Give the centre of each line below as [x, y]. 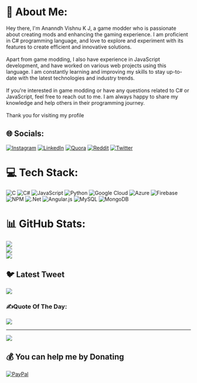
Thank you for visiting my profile [45, 115]
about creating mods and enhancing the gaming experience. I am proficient [97, 34]
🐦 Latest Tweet [35, 275]
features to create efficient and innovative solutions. [69, 47]
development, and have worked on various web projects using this [86, 65]
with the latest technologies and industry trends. [76, 78]
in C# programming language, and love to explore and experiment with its [95, 40]
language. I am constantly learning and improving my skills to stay [86, 71]
